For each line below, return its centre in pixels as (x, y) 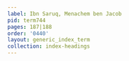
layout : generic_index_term (49, 40)
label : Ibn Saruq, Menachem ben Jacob (64, 14)
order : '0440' (28, 33)
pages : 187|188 (30, 27)
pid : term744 (27, 20)
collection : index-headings (49, 46)
